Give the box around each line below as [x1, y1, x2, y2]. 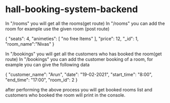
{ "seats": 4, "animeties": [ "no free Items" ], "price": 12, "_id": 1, [5, 36, 139, 42]
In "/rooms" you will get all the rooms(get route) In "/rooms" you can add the [5, 20, 165, 26]
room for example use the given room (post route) [5, 25, 110, 31]
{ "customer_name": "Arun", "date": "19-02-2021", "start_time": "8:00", [5, 71, 153, 77]
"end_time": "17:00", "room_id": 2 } [5, 77, 78, 83]
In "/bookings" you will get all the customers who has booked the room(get [5, 51, 162, 57]
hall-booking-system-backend [5, 4, 138, 15]
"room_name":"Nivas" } [5, 41, 55, 47]
